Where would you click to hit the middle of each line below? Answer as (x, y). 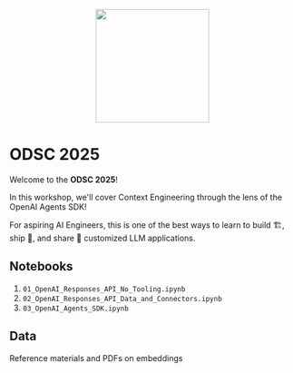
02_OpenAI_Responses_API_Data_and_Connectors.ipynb (122, 299)
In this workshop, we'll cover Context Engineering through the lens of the (146, 197)
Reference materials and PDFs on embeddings (96, 358)
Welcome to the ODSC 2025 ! (63, 179)
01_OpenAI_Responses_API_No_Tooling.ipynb (104, 289)
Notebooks (41, 266)
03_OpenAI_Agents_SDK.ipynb (75, 309)
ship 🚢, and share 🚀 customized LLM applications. (103, 238)
